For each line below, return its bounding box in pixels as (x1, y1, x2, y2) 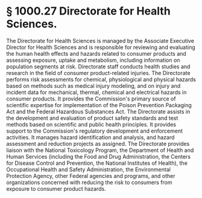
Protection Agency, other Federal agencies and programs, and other (6, 172, 175, 179)
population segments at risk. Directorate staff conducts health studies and (6, 62, 191, 70)
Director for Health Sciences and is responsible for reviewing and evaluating (6, 44, 196, 51)
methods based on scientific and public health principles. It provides (6, 120, 177, 128)
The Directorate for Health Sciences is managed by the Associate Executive (6, 37, 195, 44)
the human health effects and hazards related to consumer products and (6, 50, 187, 57)
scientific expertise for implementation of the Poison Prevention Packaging (6, 101, 192, 108)
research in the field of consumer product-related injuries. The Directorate (6, 69, 191, 76)
